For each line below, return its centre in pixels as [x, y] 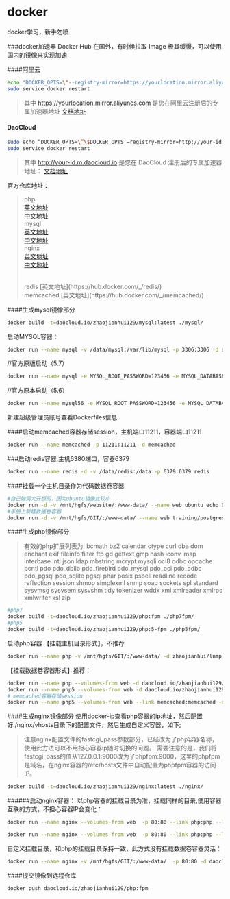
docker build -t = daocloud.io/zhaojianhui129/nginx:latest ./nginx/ [105, 787]
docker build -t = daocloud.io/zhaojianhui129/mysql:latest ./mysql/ [105, 323]
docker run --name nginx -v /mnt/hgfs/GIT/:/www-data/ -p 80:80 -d [107, 861]
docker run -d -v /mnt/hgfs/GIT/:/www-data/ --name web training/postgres [116, 518]
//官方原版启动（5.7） [38, 363]
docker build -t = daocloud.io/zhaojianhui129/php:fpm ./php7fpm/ [101, 617]
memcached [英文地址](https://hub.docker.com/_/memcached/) [114, 295]
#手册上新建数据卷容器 [34, 511]
